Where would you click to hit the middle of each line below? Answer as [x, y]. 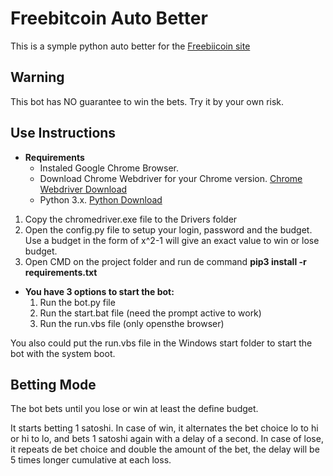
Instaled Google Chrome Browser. [109, 168]
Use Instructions [63, 133]
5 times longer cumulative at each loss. [91, 460]
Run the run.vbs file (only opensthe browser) [132, 323]
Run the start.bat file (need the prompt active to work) [150, 313]
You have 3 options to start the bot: [99, 291]
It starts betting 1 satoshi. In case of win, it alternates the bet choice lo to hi [164, 428]
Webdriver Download [83, 189]
